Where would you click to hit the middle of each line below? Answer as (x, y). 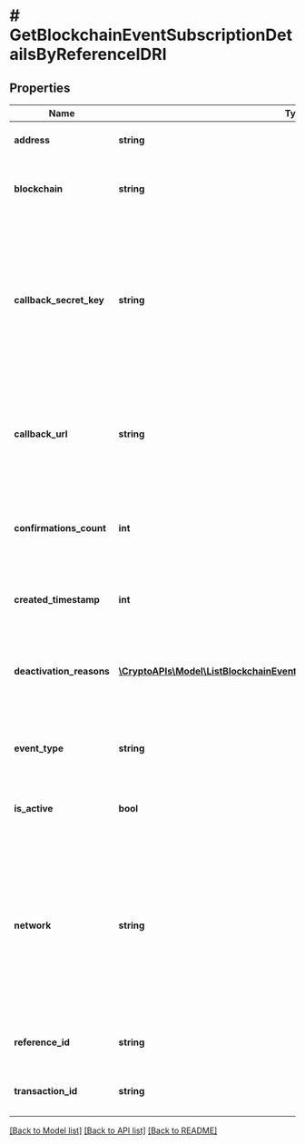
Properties (40, 88)
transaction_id (46, 1091)
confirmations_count (60, 528)
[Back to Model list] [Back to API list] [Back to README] (113, 1130)
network (33, 925)
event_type (39, 748)
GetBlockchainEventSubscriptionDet (151, 35)
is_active (34, 809)
